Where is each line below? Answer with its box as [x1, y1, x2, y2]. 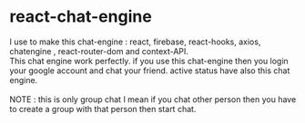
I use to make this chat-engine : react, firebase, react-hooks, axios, [9, 36, 261, 47]
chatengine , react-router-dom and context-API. [9, 45, 189, 56]
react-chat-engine [9, 6, 152, 27]
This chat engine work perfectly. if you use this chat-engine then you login [9, 55, 289, 66]
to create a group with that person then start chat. [9, 103, 197, 114]
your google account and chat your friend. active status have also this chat [9, 65, 290, 76]
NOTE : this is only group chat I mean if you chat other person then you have [9, 93, 297, 105]
